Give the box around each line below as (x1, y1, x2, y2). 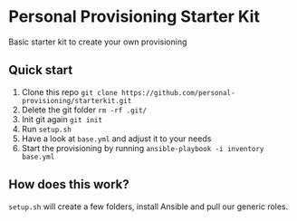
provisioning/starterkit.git (21, 96, 132, 105)
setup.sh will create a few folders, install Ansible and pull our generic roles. (8, 201, 289, 212)
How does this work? (8, 177, 129, 192)
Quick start (8, 62, 73, 78)
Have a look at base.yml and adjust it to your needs (21, 133, 212, 144)
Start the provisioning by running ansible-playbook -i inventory (21, 142, 264, 153)
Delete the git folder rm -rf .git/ (21, 104, 148, 115)
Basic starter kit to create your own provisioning (8, 36, 187, 47)
